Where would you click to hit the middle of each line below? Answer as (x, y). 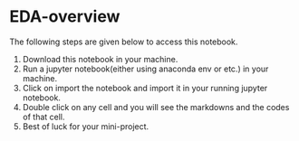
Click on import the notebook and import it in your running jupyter (145, 88)
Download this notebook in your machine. (100, 59)
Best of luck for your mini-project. (86, 126)
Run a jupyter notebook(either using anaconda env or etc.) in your (145, 69)
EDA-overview (65, 17)
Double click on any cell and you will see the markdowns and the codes (156, 107)
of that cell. (43, 117)
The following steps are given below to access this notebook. (124, 42)
